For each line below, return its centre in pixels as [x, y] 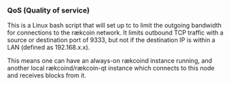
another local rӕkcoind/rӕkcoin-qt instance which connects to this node [111, 68]
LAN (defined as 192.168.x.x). [49, 48]
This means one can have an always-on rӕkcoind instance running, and [110, 61]
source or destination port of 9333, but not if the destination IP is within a [111, 40]
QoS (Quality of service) [48, 10]
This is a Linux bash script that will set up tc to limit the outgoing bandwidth [115, 26]
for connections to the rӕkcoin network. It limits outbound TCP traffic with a [115, 32]
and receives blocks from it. [47, 75]
